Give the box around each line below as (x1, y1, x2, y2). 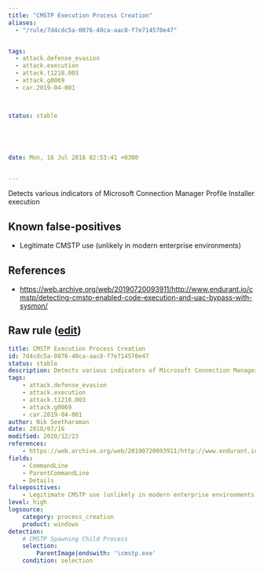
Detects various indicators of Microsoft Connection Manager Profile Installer (8, 189, 255, 198)
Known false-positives (8, 219, 122, 233)
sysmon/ (19, 301, 49, 311)
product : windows (22, 520, 79, 528)
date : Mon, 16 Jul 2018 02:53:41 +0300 (8, 153, 139, 161)
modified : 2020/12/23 (8, 433, 79, 440)
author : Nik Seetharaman (8, 418, 90, 425)
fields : (8, 454, 34, 462)
